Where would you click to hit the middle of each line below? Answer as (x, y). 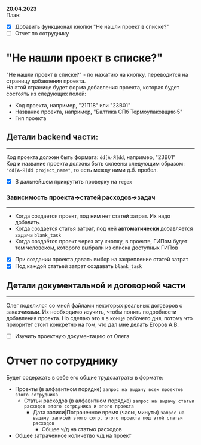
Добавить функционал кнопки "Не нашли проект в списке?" (92, 27)
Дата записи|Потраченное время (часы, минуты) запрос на (109, 413)
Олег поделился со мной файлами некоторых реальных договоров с (95, 306)
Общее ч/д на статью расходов (82, 429)
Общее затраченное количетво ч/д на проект (73, 436)
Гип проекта (31, 118)
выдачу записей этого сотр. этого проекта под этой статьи (108, 418)
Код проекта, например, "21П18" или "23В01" (72, 106)
